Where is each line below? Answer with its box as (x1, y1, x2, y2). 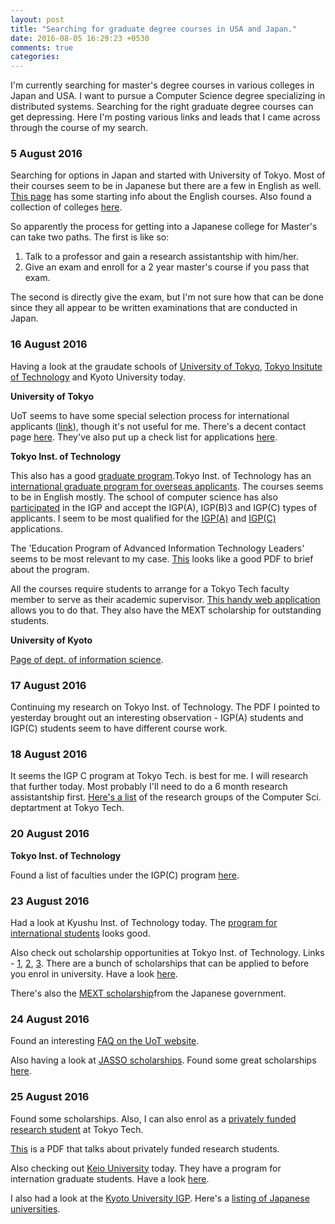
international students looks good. (10, 927, 151, 939)
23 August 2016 (10, 894, 90, 908)
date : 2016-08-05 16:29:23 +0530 (10, 33, 150, 43)
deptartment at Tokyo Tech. (10, 802, 125, 814)
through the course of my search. (10, 122, 149, 134)
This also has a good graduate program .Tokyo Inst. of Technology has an (10, 469, 312, 481)
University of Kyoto (10, 634, 93, 646)
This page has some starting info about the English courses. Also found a (10, 191, 312, 203)
